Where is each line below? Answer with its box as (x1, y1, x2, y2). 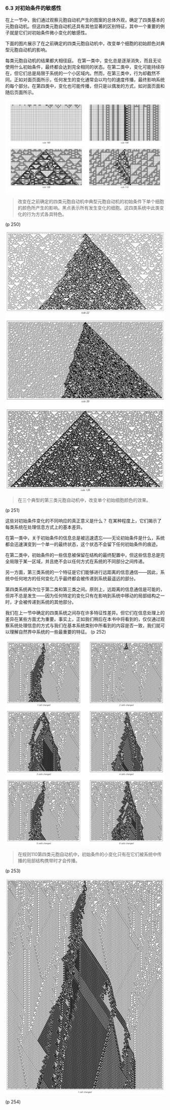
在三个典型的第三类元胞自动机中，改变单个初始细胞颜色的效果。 (17, 497, 151, 503)
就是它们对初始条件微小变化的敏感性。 (9, 29, 90, 36)
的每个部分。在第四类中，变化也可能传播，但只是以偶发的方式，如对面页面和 (5, 83, 165, 89)
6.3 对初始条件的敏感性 (5, 4, 62, 11)
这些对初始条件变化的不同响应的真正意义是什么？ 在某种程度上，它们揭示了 (5, 517, 162, 524)
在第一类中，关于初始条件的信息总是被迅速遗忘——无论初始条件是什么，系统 (5, 535, 165, 541)
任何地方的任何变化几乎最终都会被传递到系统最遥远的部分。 (14, 575, 138, 581)
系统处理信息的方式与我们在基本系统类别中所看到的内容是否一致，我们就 (9, 622, 160, 628)
